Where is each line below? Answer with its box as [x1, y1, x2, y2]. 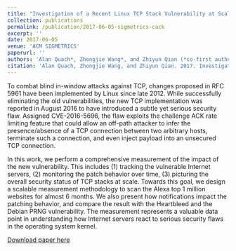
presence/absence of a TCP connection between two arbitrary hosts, [7, 126, 208, 135]
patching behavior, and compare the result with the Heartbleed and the [7, 199, 213, 208]
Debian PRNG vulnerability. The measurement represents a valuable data [7, 207, 218, 215]
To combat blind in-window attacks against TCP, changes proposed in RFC [7, 81, 225, 90]
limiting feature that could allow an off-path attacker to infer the [7, 118, 191, 127]
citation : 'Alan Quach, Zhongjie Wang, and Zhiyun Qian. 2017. [7, 62, 197, 69]
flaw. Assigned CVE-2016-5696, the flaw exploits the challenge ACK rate [7, 111, 218, 120]
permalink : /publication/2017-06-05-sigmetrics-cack [7, 23, 165, 30]
